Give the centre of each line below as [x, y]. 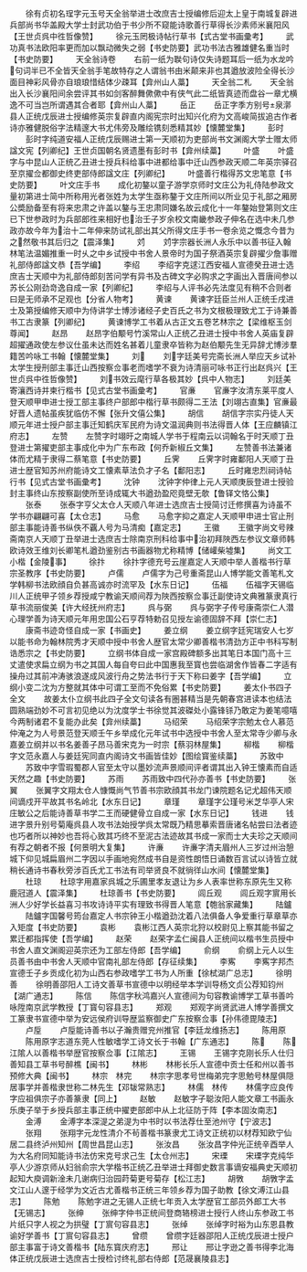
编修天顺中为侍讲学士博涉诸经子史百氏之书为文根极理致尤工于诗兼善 [169, 310]
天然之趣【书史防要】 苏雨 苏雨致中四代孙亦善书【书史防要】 [140, 779]
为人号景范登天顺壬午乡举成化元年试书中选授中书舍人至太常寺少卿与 [161, 733]
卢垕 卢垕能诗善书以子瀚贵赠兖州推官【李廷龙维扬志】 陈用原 [155, 1030]
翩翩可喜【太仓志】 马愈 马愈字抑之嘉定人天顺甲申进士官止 [159, 516]
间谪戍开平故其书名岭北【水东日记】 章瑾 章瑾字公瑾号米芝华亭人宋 [152, 801]
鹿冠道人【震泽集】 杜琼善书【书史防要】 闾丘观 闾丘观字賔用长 [153, 893]
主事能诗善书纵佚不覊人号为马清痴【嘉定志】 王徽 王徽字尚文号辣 [155, 527]
